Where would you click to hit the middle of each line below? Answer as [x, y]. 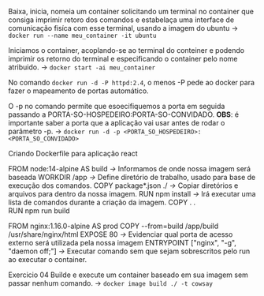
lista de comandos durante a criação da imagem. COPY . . [102, 202]
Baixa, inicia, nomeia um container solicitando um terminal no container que [131, 11]
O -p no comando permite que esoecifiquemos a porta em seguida [117, 106]
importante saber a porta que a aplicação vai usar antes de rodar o [117, 123]
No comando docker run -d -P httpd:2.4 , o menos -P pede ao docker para [131, 82]
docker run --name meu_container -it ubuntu [82, 36]
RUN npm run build [39, 211]
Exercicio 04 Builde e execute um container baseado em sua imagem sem [128, 275]
